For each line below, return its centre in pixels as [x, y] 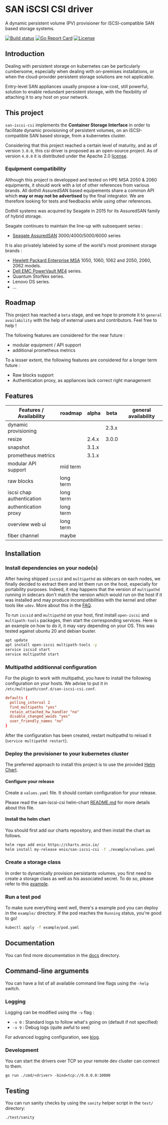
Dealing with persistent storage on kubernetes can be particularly [73, 66]
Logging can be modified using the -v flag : [50, 1012]
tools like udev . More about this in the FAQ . [49, 606]
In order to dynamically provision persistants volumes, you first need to [78, 873]
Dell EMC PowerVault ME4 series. [47, 271]
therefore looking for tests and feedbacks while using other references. [78, 201]
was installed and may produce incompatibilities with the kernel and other [81, 600]
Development [22, 1050]
